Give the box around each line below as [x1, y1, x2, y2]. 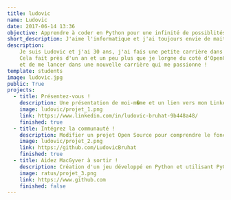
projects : [7, 87, 36, 93]
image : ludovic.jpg [7, 74, 63, 81]
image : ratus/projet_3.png [19, 170, 97, 177]
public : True [7, 80, 45, 87]
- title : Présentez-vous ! [13, 93, 91, 100]
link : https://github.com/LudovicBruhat [19, 144, 137, 151]
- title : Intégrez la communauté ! [13, 125, 115, 132]
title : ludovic [7, 10, 51, 17]
